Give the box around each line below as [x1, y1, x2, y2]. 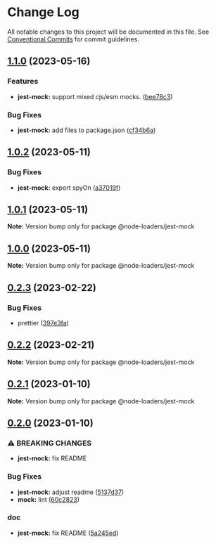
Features [7, 77, 39, 86]
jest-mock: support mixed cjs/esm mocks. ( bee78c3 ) [17, 92, 173, 101]
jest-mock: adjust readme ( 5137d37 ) [17, 488, 125, 496]
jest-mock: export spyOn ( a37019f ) [17, 183, 121, 192]
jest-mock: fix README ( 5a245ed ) [17, 529, 119, 537]
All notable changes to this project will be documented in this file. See [7, 27, 210, 36]
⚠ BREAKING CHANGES [7, 438, 92, 448]
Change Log [7, 4, 80, 20]
